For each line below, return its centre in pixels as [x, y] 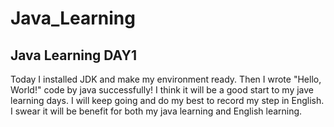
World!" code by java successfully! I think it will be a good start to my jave [162, 90]
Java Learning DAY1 [73, 55]
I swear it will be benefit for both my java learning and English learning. [156, 111]
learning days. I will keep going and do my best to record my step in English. [167, 100]
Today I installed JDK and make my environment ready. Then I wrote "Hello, [166, 79]
